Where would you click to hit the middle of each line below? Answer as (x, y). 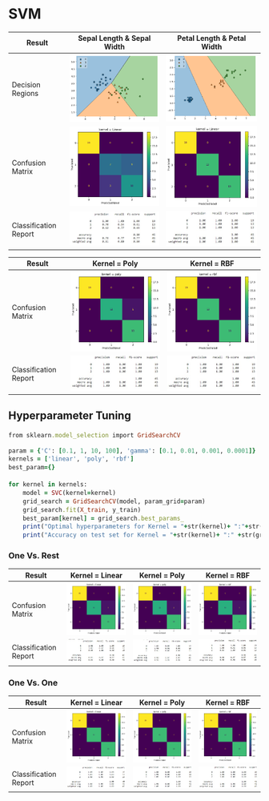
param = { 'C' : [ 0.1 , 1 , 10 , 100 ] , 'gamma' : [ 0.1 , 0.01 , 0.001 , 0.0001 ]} (132, 451)
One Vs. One (33, 683)
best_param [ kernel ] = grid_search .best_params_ (103, 518)
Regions (25, 93)
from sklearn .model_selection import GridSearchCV (94, 435)
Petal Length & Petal (212, 38)
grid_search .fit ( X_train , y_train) (82, 509)
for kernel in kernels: (48, 485)
